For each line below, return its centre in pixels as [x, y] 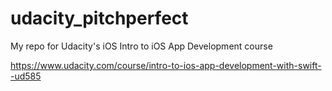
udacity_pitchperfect [99, 18]
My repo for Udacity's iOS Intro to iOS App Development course [141, 46]
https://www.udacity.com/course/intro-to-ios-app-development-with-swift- [166, 65]
